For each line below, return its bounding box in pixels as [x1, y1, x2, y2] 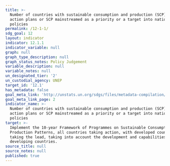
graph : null [5, 50, 30, 55]
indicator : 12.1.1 [5, 40, 44, 46]
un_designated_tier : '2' [5, 73, 58, 78]
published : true [5, 153, 39, 158]
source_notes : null [5, 149, 47, 154]
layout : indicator [5, 36, 44, 41]
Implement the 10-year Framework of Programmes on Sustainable [10, 125, 146, 130]
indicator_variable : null [5, 45, 60, 50]
